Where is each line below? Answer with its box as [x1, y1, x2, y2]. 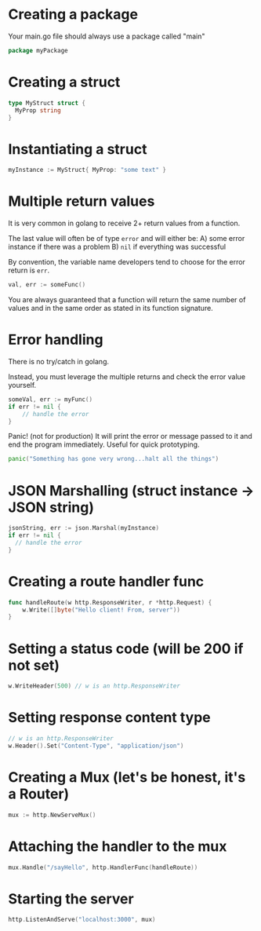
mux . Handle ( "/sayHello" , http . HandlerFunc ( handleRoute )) [8, 863, 198, 871]
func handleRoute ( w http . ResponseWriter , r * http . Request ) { [8, 598, 212, 606]
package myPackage [8, 46, 68, 54]
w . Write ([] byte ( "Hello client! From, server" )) [22, 606, 180, 614]
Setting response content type [8, 709, 211, 727]
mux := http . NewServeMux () [8, 811, 96, 819]
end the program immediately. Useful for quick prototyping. [8, 440, 200, 449]
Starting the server [8, 889, 135, 907]
